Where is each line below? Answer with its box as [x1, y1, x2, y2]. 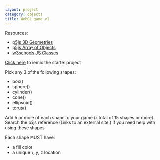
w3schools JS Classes [12, 50, 58, 56]
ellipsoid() [12, 100, 33, 106]
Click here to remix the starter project [5, 60, 81, 66]
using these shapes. [5, 125, 46, 131]
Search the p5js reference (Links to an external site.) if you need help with [5, 120, 155, 126]
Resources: [5, 30, 28, 36]
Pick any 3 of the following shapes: [5, 69, 76, 75]
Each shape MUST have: [5, 134, 55, 141]
